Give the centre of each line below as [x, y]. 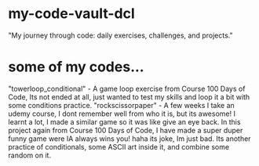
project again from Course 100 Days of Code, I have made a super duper [126, 130]
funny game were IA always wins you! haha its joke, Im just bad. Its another [129, 139]
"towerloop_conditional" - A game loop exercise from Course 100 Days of [127, 88]
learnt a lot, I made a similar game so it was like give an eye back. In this [124, 121]
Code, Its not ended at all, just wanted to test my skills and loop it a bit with [129, 97]
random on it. [30, 155]
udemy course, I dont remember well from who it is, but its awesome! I [122, 114]
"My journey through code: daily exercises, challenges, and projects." [120, 35]
